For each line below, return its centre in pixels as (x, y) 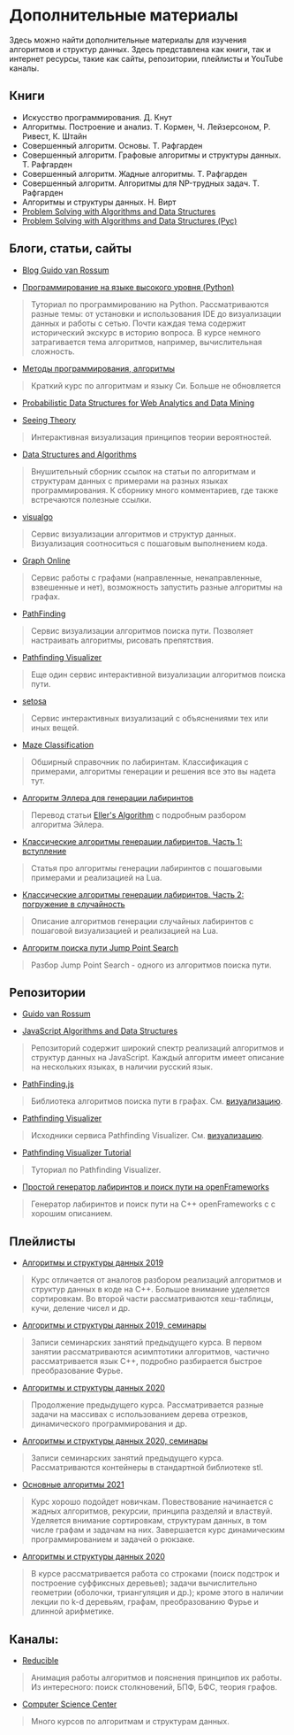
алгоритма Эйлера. (67, 824)
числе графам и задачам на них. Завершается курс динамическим (158, 1530)
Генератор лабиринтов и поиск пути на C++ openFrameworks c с (153, 1204)
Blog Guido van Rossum (65, 270)
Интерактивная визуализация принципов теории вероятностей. (151, 437)
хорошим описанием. (72, 1214)
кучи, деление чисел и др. (80, 1308)
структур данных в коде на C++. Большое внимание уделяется (150, 1290)
